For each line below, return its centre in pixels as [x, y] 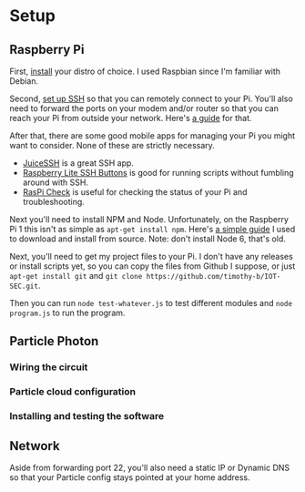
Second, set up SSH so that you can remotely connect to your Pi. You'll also [151, 98]
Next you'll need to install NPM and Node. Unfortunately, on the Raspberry [149, 219]
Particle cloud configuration [73, 392]
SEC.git [24, 286]
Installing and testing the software [87, 416]
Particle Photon [54, 341]
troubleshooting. [53, 202]
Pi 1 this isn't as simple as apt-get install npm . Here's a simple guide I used [152, 229]
